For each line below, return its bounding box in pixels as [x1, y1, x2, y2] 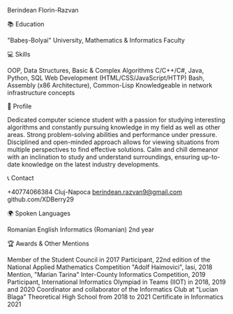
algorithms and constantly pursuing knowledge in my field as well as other [7, 123, 221, 131]
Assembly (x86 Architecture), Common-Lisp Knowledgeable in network [7, 81, 213, 90]
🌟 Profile [7, 102, 32, 110]
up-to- [201, 153, 220, 161]
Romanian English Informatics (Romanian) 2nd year [7, 225, 155, 234]
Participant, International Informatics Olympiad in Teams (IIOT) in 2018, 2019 [7, 278, 226, 286]
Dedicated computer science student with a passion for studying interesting [7, 115, 225, 124]
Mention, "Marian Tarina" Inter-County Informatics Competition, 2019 [7, 271, 206, 278]
